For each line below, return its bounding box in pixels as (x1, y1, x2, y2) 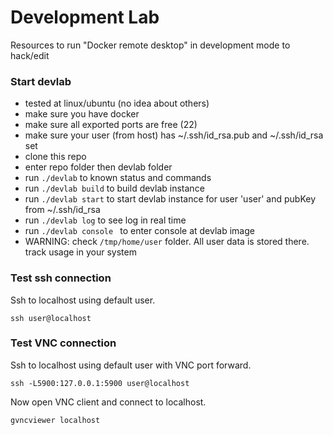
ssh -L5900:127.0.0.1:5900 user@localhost (10, 378, 190, 388)
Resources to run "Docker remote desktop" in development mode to (10, 39, 291, 51)
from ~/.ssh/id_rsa (24, 204, 101, 216)
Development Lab (10, 6, 160, 29)
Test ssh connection (10, 271, 112, 285)
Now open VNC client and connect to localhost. (10, 396, 207, 408)
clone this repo (24, 151, 87, 163)
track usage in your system (24, 246, 137, 258)
